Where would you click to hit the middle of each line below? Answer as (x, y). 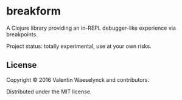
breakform (33, 11)
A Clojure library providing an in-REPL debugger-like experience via (91, 28)
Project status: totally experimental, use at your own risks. (79, 46)
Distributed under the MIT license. (49, 92)
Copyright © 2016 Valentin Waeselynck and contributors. (78, 79)
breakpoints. (22, 34)
